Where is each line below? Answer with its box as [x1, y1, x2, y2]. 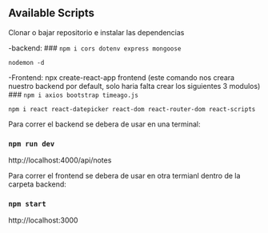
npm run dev [8, 139, 55, 148]
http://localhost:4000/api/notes [8, 155, 112, 165]
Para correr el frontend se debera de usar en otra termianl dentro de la [8, 171, 241, 181]
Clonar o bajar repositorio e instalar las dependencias [8, 27, 185, 37]
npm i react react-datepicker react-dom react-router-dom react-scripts [8, 105, 256, 113]
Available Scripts [8, 6, 94, 20]
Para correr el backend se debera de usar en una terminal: [8, 119, 201, 129]
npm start [8, 199, 46, 209]
